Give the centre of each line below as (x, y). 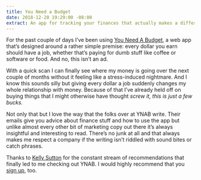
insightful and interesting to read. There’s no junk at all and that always (93, 133)
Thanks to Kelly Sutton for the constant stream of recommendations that (95, 158)
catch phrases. (25, 146)
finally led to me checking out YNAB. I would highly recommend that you (95, 164)
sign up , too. (22, 170)
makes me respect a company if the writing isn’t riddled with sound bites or (99, 140)
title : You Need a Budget (38, 12)
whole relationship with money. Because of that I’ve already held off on (94, 90)
